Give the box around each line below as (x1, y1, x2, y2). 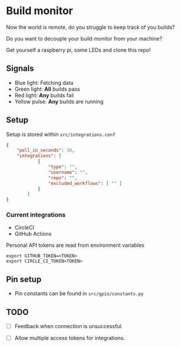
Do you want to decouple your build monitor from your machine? (6, 35, 163, 42)
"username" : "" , (48, 169, 88, 175)
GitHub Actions (14, 230, 52, 237)
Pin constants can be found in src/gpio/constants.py (14, 290, 144, 297)
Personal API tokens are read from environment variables (6, 242, 145, 249)
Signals (6, 64, 34, 74)
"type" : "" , (48, 164, 78, 170)
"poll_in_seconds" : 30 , (16, 147, 75, 154)
